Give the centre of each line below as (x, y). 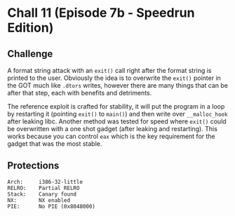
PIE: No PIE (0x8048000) (52, 206)
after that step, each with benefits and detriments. (80, 93)
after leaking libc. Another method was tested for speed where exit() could (117, 121)
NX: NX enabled (39, 200)
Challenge (30, 54)
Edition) (31, 28)
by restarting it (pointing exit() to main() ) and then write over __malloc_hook (117, 114)
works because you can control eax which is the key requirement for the (111, 136)
